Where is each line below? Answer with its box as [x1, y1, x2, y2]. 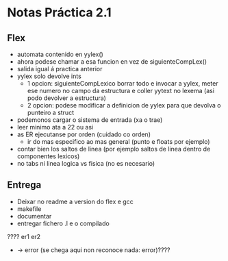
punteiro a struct [27, 108, 74, 116]
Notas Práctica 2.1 [7, 5, 112, 21]
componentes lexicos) [16, 152, 80, 160]
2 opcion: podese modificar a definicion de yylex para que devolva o [27, 101, 221, 109]
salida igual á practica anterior [16, 65, 103, 73]
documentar [16, 212, 52, 220]
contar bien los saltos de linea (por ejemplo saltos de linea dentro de [16, 145, 211, 153]
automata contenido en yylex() [16, 50, 104, 58]
